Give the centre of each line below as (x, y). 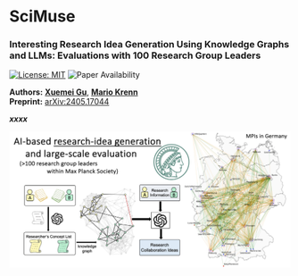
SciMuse (42, 17)
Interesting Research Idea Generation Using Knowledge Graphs (149, 45)
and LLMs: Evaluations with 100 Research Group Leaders (135, 55)
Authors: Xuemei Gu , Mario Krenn (74, 92)
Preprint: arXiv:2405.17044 (59, 102)
